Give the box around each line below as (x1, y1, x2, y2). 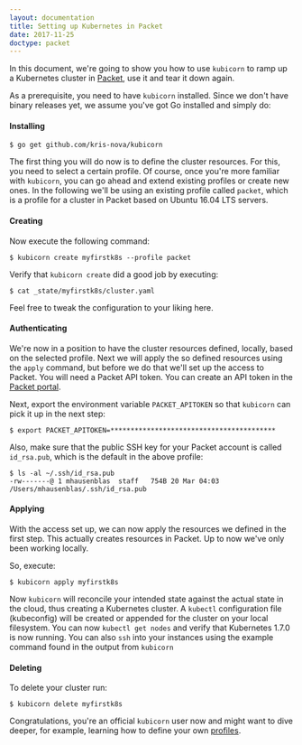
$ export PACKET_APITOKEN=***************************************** (9, 425, 277, 434)
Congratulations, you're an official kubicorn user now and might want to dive (9, 715, 293, 727)
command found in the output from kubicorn (9, 642, 174, 653)
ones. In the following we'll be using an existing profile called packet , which (9, 185, 288, 196)
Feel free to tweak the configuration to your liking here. (9, 302, 214, 312)
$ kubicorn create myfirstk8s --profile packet (9, 253, 192, 262)
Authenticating (9, 322, 68, 334)
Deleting (9, 662, 42, 673)
